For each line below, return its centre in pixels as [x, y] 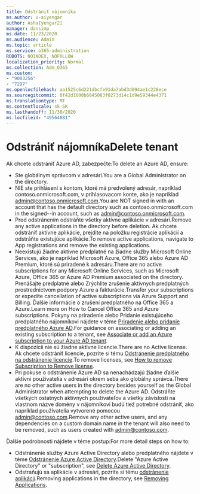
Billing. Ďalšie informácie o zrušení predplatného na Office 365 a [94, 302]
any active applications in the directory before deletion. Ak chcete [96, 226]
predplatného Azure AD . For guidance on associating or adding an [95, 328]
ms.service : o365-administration [48, 51]
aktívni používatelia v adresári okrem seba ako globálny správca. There [101, 379]
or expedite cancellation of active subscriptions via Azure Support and [101, 296]
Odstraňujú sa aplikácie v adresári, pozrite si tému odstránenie [92, 472]
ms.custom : [20, 73]
